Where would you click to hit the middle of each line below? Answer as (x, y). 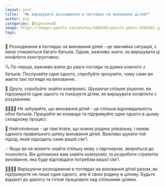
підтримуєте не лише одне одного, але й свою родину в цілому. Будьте (80, 174)
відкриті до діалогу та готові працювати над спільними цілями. (71, 179)
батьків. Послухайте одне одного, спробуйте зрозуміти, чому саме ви (79, 74)
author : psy (17, 19)
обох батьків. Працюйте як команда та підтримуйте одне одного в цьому (82, 114)
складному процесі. (26, 119)
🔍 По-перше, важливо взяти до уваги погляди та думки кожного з (75, 67)
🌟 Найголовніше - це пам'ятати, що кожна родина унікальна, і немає (77, 129)
